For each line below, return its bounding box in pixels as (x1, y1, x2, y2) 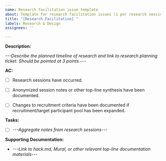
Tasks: (5, 117, 19, 123)
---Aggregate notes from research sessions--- (12, 127, 108, 133)
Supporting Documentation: (5, 136, 64, 143)
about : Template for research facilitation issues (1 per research (5, 12, 147, 17)
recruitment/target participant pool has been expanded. (12, 108, 126, 114)
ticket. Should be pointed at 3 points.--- (5, 58, 86, 64)
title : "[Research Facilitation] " (5, 16, 79, 21)
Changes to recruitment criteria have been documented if (12, 102, 129, 108)
